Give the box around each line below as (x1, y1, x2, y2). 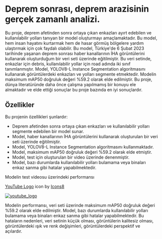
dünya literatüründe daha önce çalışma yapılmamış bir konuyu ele (5, 81, 136, 87)
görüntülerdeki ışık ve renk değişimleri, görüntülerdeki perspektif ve (5, 223, 141, 229)
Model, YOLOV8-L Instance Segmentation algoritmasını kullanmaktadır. (12, 144, 154, 149)
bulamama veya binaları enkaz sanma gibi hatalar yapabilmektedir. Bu (5, 213, 144, 219)
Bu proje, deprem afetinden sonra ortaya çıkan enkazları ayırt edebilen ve (5, 30, 152, 36)
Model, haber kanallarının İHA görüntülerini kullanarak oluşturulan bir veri (12, 133, 158, 139)
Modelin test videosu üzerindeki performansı (5, 174, 95, 180)
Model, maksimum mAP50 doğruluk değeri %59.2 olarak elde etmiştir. (12, 149, 152, 155)
